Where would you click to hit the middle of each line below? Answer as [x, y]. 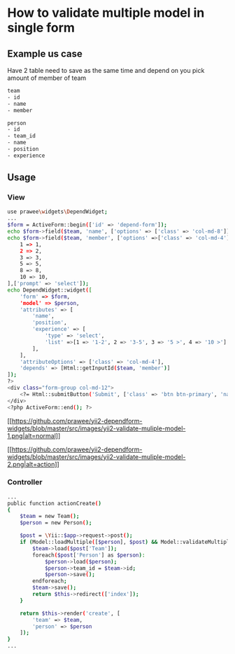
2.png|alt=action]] [33, 464]
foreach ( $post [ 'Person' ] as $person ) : [89, 555]
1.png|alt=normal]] [34, 435]
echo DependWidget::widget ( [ [50, 290]
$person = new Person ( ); [56, 523]
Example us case [45, 54]
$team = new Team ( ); [50, 517]
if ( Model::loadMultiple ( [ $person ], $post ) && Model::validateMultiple [126, 542]
